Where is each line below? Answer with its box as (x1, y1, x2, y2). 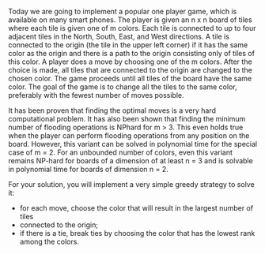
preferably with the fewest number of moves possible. (8, 91, 184, 99)
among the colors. (19, 237, 79, 246)
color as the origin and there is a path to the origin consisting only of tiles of (8, 49, 256, 58)
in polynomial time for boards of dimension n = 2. (8, 165, 168, 174)
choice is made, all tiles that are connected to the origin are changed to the (8, 65, 253, 74)
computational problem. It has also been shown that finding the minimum (8, 114, 246, 123)
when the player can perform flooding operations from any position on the (8, 131, 250, 140)
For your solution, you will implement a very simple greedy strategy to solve (8, 180, 255, 189)
